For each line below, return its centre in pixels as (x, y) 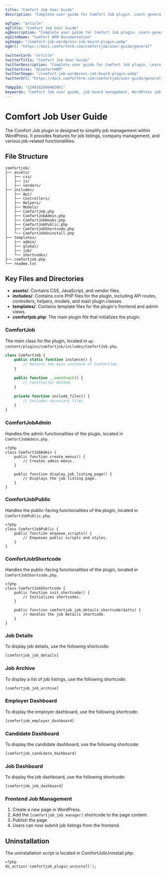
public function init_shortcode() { (52, 593)
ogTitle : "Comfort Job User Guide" (42, 28)
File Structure (27, 157)
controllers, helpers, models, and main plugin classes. (67, 301)
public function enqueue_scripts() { (53, 533)
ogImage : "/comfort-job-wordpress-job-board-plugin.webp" (66, 42)
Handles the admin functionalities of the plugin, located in (64, 434)
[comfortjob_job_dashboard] (34, 786)
